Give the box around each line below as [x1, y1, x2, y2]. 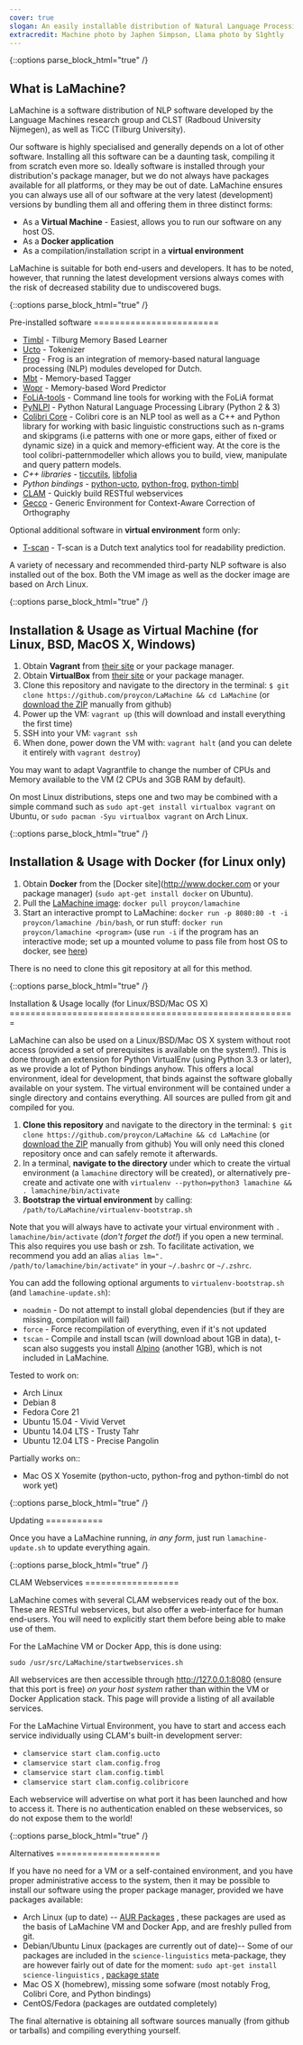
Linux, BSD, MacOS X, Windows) [9, 637, 197, 652]
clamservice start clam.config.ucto [22, 1749, 161, 1758]
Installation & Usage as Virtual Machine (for [9, 622, 259, 637]
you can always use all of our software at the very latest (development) [9, 190, 273, 200]
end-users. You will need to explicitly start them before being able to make [9, 1613, 286, 1624]
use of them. [9, 1622, 57, 1634]
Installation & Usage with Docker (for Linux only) [9, 854, 287, 869]
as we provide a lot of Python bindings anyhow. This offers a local [9, 1063, 254, 1074]
